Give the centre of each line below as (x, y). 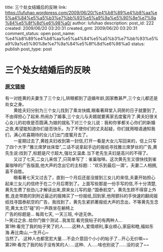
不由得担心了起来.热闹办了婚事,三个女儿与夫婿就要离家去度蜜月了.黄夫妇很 (80, 117)
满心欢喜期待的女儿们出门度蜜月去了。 (52, 135)
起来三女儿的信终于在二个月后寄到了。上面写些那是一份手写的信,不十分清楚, (81, 184)
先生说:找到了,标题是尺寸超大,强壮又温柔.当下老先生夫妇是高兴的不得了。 (78, 153)
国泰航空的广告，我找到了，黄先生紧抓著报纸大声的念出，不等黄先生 (86, 202)
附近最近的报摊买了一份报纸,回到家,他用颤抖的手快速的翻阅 (95, 196)
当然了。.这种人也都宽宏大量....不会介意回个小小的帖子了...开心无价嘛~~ (77, 239)
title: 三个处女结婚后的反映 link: (36, 7)
